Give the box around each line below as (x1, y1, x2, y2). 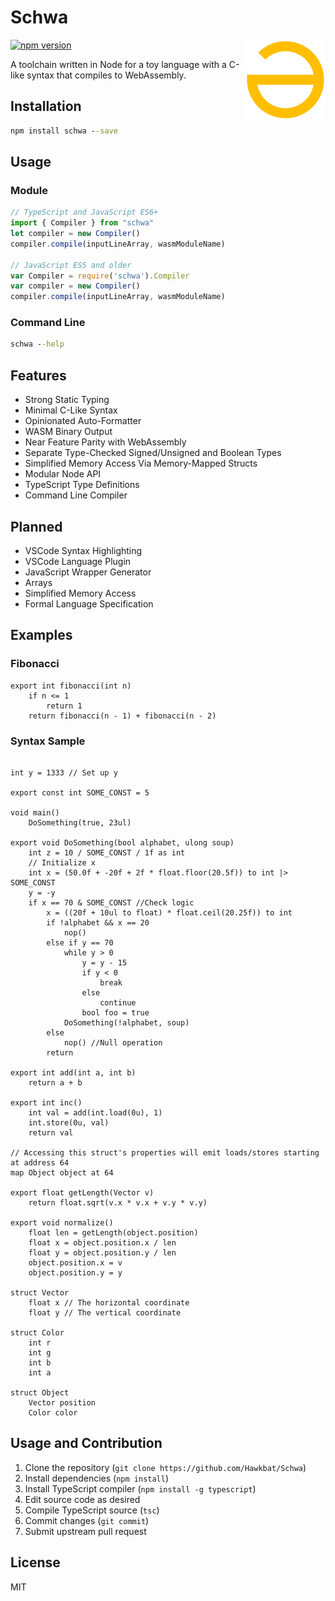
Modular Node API (24, 468, 102, 480)
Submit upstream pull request (24, 1525, 147, 1537)
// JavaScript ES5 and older (10, 260, 132, 270)
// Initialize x (28, 857, 97, 868)
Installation (10, 98, 82, 115)
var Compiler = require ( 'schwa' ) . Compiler (10, 271, 190, 281)
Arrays (24, 576, 53, 588)
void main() (10, 807, 60, 818)
